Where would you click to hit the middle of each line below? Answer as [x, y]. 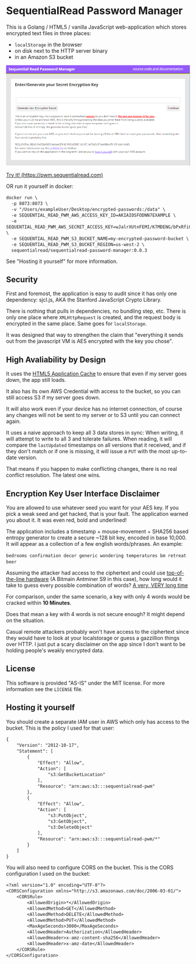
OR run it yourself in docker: [40, 186]
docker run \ [22, 197]
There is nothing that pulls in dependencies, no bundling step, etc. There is [96, 311]
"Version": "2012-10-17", [48, 745]
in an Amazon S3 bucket [44, 57]
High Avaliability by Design [56, 359]
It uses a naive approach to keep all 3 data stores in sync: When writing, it [95, 433]
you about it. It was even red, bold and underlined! [66, 520]
